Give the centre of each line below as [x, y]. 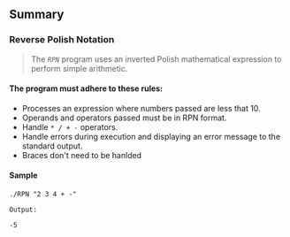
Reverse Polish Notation [62, 40]
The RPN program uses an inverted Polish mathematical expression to [156, 59]
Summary [37, 15]
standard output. [52, 146]
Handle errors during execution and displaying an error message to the [151, 136]
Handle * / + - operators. [70, 126]
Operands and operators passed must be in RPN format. [124, 118]
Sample [23, 175]
